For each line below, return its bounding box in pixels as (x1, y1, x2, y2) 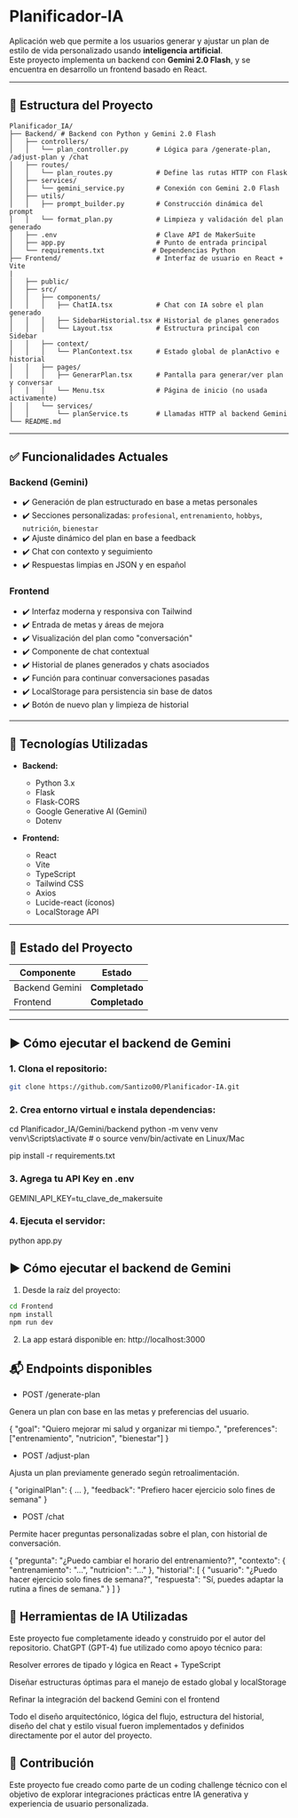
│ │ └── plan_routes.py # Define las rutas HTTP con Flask (9, 168, 288, 177)
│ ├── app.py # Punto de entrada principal (9, 238, 268, 247)
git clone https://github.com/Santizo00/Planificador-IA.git (9, 1082, 240, 1092)
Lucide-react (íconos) (35, 897, 115, 907)
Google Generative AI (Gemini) (35, 806, 148, 817)
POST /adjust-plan (21, 1450, 90, 1461)
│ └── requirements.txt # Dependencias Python (9, 246, 237, 255)
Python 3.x (35, 777, 75, 788)
